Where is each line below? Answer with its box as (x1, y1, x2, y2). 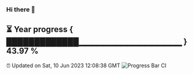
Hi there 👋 (6, 5, 36, 14)
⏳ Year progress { (6, 24, 74, 35)
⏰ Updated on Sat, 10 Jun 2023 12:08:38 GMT (6, 62, 120, 69)
